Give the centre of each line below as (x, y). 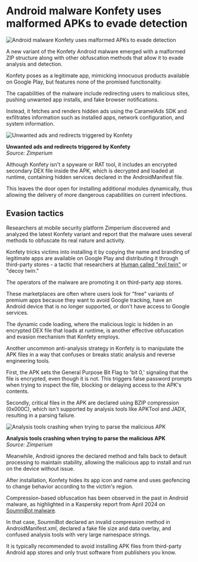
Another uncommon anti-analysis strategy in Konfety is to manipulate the (95, 348)
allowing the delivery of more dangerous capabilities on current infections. (97, 194)
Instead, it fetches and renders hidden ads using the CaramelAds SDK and (97, 111)
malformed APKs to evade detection (97, 23)
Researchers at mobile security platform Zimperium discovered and (88, 228)
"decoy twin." (23, 270)
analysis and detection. (35, 64)
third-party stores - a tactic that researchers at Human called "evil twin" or (97, 264)
